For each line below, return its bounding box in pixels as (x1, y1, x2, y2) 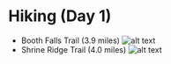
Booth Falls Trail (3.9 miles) (20, 35, 121, 46)
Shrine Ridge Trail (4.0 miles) (20, 44, 127, 54)
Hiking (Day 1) (8, 6, 112, 26)
